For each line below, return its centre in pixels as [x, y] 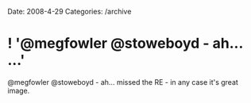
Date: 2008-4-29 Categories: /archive [70, 11]
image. [19, 90]
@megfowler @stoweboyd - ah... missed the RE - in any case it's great [123, 82]
